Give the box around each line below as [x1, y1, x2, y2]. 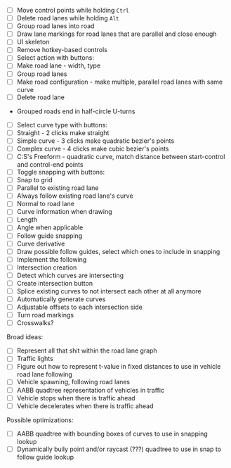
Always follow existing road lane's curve [16, 191, 134, 200]
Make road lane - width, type [16, 61, 101, 70]
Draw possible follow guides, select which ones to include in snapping [16, 247, 220, 255]
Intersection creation [16, 263, 77, 272]
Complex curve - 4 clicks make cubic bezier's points [16, 144, 169, 153]
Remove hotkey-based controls [16, 46, 108, 54]
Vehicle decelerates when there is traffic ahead [16, 401, 154, 410]
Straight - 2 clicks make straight [16, 128, 110, 137]
